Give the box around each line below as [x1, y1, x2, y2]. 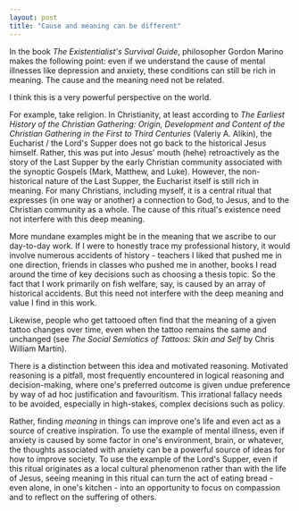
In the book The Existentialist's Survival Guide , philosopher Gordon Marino [9, 46, 284, 56]
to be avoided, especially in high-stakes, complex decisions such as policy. [9, 398, 286, 409]
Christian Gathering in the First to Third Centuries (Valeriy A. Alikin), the [9, 128, 272, 138]
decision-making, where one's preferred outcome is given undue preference [9, 379, 291, 390]
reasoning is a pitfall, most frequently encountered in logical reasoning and [9, 370, 285, 381]
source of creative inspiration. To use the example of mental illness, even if [9, 425, 285, 436]
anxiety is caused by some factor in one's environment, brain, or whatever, [9, 434, 284, 445]
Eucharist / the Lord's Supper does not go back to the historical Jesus [9, 138, 267, 148]
